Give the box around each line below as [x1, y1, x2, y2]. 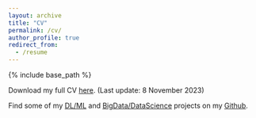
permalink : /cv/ [8, 26, 62, 34]
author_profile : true [8, 33, 80, 42]
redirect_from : [8, 41, 59, 49]
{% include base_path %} [8, 70, 92, 79]
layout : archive [8, 11, 62, 20]
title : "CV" [8, 19, 48, 27]
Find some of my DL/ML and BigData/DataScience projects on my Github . [8, 101, 248, 110]
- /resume [15, 48, 48, 56]
